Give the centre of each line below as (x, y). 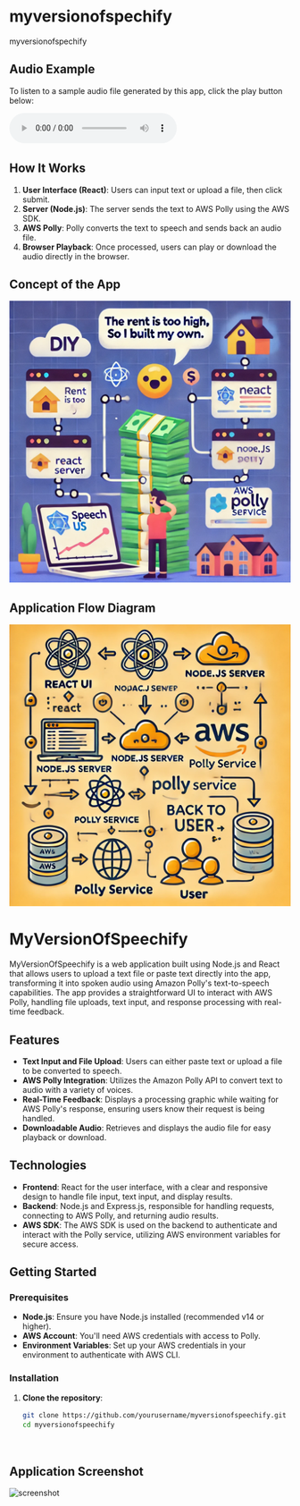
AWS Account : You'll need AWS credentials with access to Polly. (141, 1336)
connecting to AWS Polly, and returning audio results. (120, 1215)
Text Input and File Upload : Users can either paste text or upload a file (152, 1061)
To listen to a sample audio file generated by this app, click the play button (146, 90)
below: (21, 100)
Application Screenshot (77, 1472)
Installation (34, 1378)
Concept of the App (65, 284)
